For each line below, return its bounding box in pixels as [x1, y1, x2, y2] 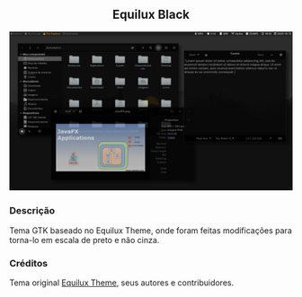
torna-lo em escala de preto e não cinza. [9, 234, 160, 245]
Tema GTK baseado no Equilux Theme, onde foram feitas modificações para [9, 224, 292, 236]
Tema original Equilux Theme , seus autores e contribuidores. [9, 277, 235, 288]
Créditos [9, 257, 48, 269]
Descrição [9, 205, 56, 217]
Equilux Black [111, 7, 191, 22]
